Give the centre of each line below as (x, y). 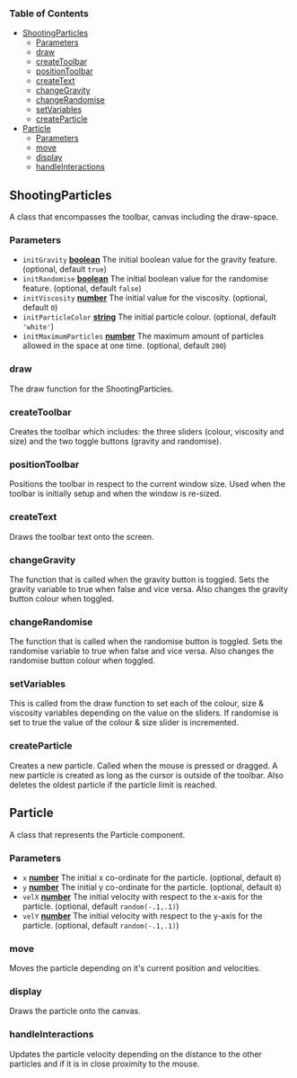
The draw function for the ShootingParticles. (92, 389)
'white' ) (38, 327)
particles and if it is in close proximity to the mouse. (105, 1064)
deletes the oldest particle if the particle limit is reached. (114, 785)
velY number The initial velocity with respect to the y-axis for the (142, 915)
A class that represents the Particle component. (97, 834)
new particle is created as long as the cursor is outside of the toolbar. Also (147, 775)
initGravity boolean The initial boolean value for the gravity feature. (150, 260)
